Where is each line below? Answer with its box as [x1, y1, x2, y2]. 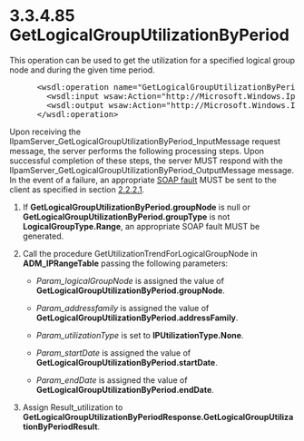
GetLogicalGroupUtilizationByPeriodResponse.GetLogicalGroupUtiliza [22, 411, 294, 422]
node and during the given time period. [9, 64, 156, 75]
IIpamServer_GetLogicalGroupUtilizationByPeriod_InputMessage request [9, 135, 281, 146]
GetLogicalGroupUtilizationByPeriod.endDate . [35, 384, 215, 395]
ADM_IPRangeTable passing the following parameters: [22, 258, 229, 269]
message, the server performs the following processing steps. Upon [9, 145, 265, 156]
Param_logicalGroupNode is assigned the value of [35, 275, 225, 286]
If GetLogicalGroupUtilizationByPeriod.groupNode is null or [22, 201, 251, 212]
